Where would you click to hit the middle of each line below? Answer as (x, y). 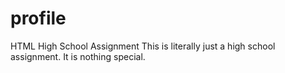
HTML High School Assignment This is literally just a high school (143, 46)
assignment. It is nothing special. (78, 56)
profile (38, 18)
